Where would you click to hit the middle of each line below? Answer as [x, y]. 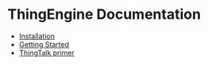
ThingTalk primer [46, 52]
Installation [37, 36]
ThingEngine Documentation [104, 14]
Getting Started [44, 44]
